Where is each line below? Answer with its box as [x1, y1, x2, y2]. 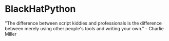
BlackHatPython [5, 3, 76, 15]
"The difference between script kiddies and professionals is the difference [5, 20, 162, 26]
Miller [5, 31, 17, 37]
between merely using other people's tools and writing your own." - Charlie [5, 25, 164, 31]
